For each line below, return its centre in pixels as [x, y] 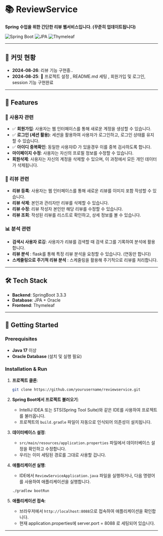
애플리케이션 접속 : [29, 500]
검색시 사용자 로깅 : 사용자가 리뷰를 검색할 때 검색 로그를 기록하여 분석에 [79, 242]
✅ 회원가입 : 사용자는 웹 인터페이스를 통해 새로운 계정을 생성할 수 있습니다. [82, 129]
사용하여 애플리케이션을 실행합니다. [58, 482]
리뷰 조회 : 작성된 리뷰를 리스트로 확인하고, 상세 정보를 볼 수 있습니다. [77, 215]
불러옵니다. [35, 416]
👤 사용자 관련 [19, 117]
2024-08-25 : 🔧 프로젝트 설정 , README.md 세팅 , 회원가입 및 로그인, [79, 76]
